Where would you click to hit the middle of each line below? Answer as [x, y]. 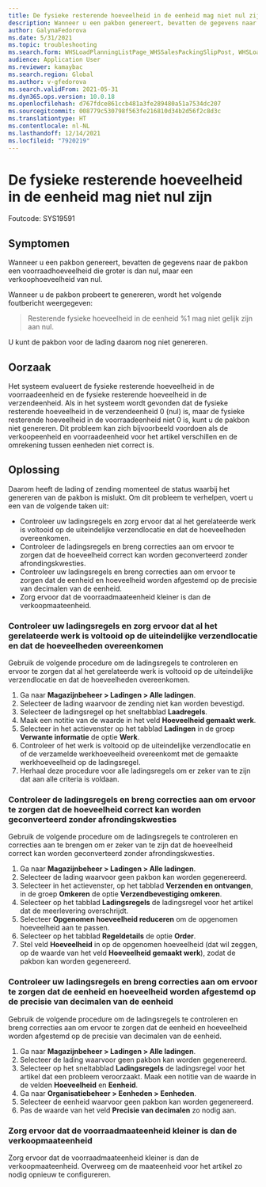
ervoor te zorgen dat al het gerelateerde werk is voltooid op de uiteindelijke [131, 671]
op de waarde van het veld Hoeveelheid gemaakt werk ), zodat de [127, 953]
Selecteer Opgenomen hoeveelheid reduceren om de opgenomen [129, 919]
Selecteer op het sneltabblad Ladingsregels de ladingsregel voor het [132, 1068]
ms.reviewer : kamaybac [46, 67]
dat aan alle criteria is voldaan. [70, 779]
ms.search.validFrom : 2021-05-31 [63, 89]
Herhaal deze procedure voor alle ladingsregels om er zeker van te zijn [135, 771]
